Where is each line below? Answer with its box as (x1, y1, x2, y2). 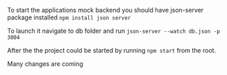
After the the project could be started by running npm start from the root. (7, 47, 217, 54)
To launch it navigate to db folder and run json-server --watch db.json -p (7, 27, 220, 35)
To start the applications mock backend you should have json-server (7, 6, 204, 14)
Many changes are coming (7, 60, 83, 68)
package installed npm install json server (7, 13, 131, 22)
